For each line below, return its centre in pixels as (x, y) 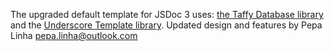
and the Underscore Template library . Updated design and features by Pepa (166, 25)
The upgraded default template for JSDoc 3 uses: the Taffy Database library (167, 14)
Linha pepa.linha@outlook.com (74, 35)
